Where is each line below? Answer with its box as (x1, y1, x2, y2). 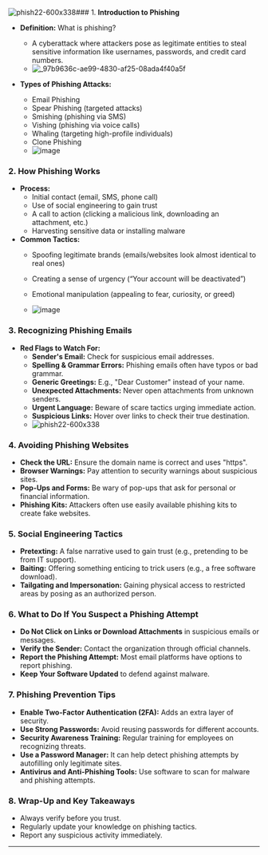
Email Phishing (31, 95, 81, 104)
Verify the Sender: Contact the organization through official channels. (19, 643, 251, 654)
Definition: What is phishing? (19, 23, 116, 32)
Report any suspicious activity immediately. (19, 830, 163, 840)
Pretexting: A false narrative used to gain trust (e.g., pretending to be (19, 547, 249, 556)
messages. (19, 635, 57, 645)
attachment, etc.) (31, 218, 89, 228)
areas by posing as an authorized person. (19, 589, 157, 599)
